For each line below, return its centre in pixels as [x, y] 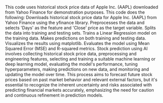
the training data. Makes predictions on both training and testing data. [76, 38]
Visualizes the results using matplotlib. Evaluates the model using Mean [77, 43]
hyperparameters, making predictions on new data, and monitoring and [77, 69]
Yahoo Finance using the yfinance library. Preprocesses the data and [75, 22]
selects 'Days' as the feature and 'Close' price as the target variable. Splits [81, 28]
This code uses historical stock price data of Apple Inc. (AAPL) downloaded [82, 7]
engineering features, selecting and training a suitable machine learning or [80, 59]
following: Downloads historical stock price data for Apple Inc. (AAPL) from [81, 17]
